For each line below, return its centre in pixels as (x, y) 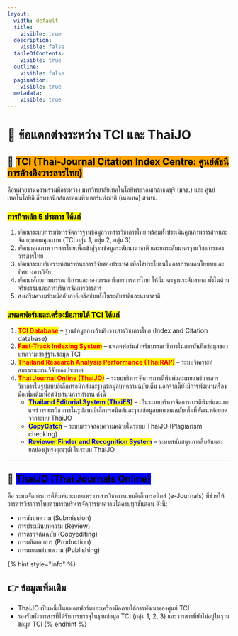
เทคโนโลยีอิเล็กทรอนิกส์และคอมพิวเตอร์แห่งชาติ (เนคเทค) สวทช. (82, 198)
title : (23, 27)
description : (33, 41)
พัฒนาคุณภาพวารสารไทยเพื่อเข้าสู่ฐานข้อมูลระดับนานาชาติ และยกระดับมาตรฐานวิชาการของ (121, 248)
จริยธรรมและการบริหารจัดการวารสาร (60, 288)
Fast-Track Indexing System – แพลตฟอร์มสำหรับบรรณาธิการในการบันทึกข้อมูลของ (123, 346)
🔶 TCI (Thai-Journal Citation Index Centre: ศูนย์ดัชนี (118, 162)
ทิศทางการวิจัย (34, 272)
